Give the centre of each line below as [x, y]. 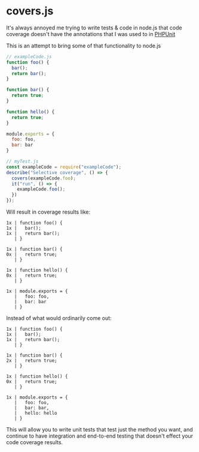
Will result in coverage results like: [48, 212]
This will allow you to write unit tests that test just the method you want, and [99, 430]
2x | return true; [32, 361]
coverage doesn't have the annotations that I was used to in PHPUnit [91, 34]
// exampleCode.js [29, 56]
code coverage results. [35, 442]
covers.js [30, 11]
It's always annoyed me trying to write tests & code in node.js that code [94, 28]
